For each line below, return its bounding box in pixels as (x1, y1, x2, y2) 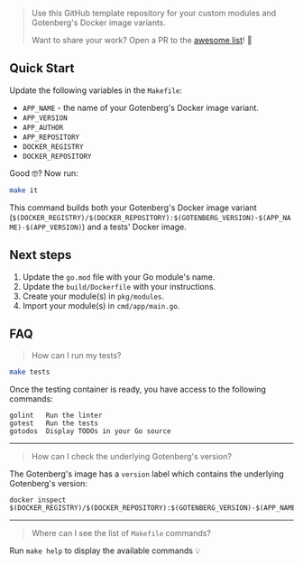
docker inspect (9, 496, 67, 505)
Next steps (9, 247, 72, 263)
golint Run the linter (9, 411, 103, 421)
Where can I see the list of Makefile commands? (31, 528, 212, 539)
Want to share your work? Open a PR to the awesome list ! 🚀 (31, 35, 252, 45)
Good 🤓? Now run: (9, 167, 78, 179)
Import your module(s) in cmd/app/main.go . (22, 300, 180, 310)
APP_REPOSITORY (22, 133, 80, 142)
